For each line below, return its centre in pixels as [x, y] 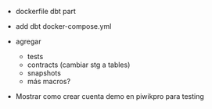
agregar [28, 41]
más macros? [49, 81]
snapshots [44, 73]
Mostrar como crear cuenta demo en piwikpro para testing [110, 96]
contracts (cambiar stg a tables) [79, 65]
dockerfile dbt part [46, 11]
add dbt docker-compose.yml [63, 26]
